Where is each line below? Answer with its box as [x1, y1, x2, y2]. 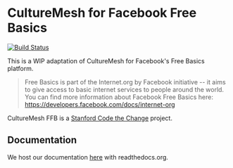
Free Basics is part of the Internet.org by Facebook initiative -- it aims [24, 77, 227, 86]
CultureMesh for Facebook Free [7, 5, 197, 21]
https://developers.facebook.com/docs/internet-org [24, 100, 175, 108]
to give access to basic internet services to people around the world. [24, 85, 224, 93]
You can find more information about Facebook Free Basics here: [24, 93, 213, 101]
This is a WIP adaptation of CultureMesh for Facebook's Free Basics [7, 56, 206, 65]
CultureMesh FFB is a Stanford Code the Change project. [7, 114, 172, 122]
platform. [7, 64, 34, 72]
